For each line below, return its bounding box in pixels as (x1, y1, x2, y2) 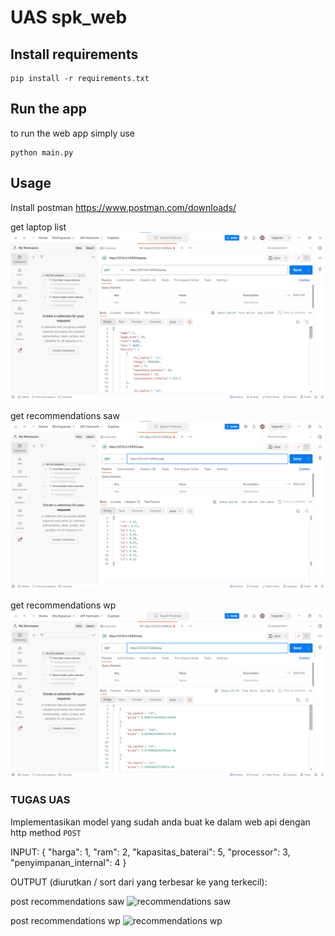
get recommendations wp (10, 599, 117, 611)
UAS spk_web (10, 6, 128, 29)
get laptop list (10, 221, 67, 233)
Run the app (10, 101, 87, 118)
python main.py (10, 147, 74, 158)
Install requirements (10, 46, 139, 63)
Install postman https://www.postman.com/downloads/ (10, 201, 237, 213)
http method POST (10, 826, 82, 838)
